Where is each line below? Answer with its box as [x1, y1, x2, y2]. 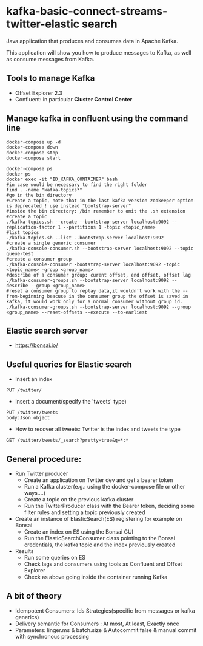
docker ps [6, 171, 32, 177]
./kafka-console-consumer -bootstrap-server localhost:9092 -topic [6, 261, 181, 267]
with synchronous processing [15, 633, 90, 640]
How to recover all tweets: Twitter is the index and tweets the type [15, 425, 181, 433]
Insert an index [15, 376, 53, 383]
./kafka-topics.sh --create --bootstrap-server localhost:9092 [6, 219, 170, 225]
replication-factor [6, 224, 56, 230]
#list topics [6, 229, 39, 235]
